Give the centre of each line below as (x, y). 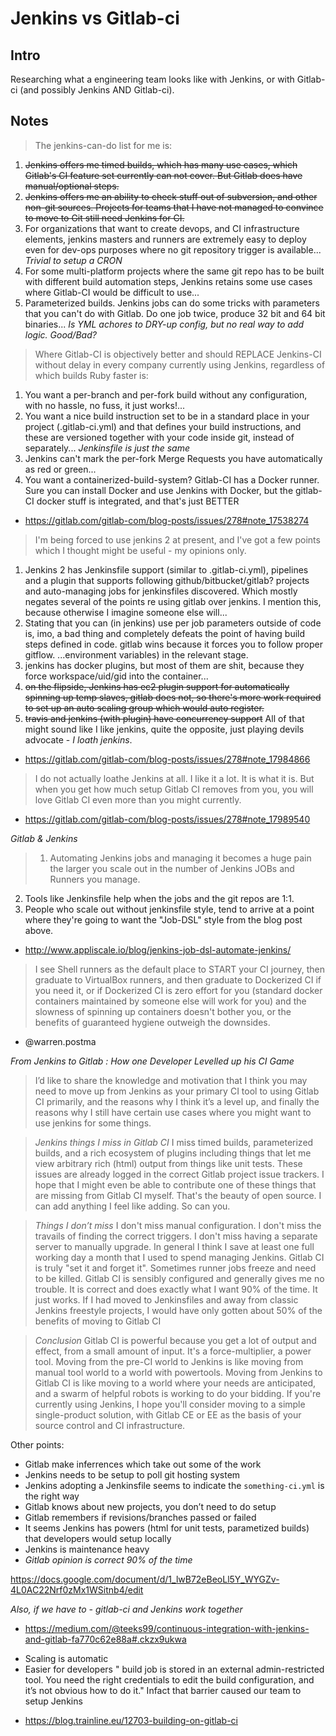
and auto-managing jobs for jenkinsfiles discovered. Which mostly (161, 591)
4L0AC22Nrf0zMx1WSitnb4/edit (77, 1589)
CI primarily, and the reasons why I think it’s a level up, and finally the (177, 1101)
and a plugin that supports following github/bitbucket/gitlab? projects (167, 580)
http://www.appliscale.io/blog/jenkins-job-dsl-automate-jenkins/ (158, 949)
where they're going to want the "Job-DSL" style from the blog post (163, 919)
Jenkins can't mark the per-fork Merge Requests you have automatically (173, 458)
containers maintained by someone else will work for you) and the (170, 1001)
